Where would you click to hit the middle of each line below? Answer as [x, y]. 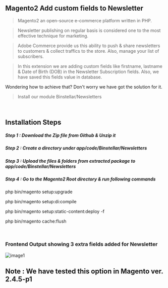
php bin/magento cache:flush [36, 221]
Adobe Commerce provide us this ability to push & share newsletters [89, 46]
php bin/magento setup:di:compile [41, 202]
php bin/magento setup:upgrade [39, 192]
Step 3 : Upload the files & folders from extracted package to [70, 161]
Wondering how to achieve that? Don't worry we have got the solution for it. [84, 87]
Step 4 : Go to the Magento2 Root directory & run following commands [80, 179]
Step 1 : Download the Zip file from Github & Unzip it [61, 135]
